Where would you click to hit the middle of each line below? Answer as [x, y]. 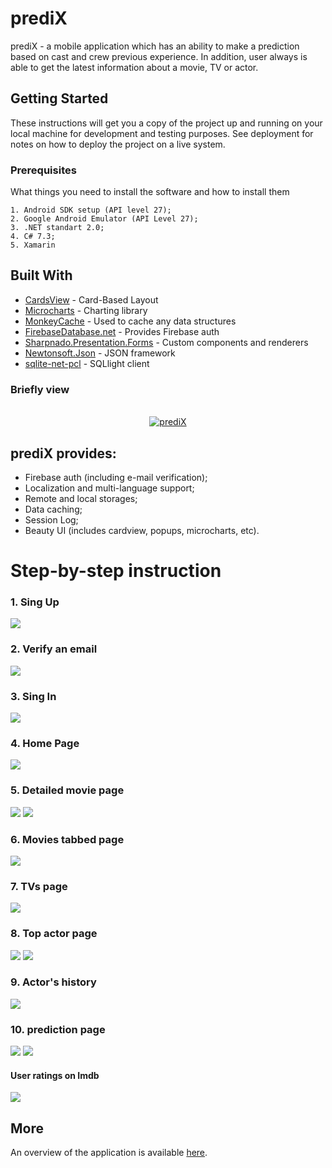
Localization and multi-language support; [109, 488]
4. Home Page [45, 743]
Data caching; [53, 509]
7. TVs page [39, 886]
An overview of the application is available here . [109, 1153]
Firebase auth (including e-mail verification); [116, 477]
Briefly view [40, 389]
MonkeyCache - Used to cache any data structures [130, 321]
